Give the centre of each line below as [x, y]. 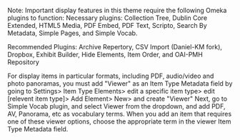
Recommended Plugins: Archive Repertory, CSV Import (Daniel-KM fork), [115, 47]
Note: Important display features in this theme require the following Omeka [117, 10]
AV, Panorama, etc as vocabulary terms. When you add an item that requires [120, 114]
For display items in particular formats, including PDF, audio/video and [111, 76]
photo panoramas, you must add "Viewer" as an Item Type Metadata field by [120, 84]
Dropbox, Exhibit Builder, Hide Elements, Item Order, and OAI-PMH [105, 54]
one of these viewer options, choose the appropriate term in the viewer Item [119, 121]
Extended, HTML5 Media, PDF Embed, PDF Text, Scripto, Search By [107, 25]
